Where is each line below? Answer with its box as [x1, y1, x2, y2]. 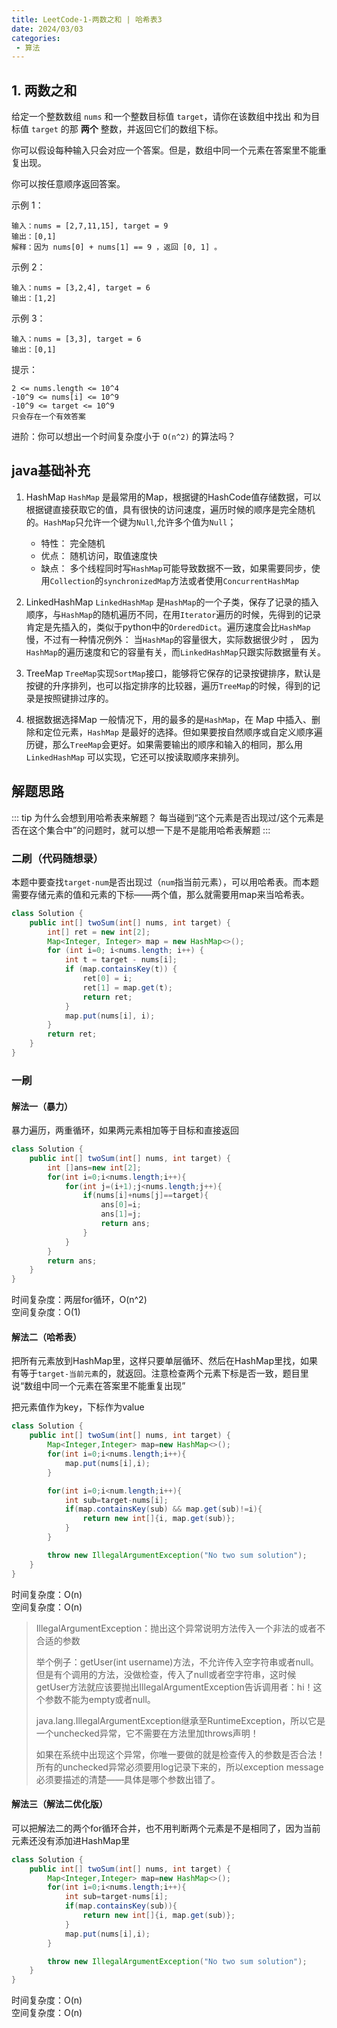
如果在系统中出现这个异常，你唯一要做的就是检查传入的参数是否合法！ [35, 1748, 326, 1760]
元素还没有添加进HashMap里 [11, 1834, 131, 1846]
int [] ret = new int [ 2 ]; [47, 927, 151, 937]
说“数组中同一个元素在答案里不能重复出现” [11, 1380, 186, 1392]
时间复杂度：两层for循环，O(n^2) [11, 1294, 148, 1306]
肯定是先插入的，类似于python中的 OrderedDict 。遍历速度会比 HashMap [25, 621, 311, 633]
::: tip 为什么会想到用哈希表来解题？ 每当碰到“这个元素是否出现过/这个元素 [11, 811, 316, 823]
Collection [49, 576, 96, 586]
